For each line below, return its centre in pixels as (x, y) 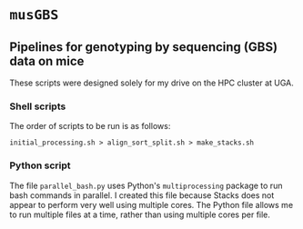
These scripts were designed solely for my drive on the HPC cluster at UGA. (151, 83)
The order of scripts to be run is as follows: (90, 126)
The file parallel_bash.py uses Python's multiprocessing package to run (146, 185)
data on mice (47, 61)
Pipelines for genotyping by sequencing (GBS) (144, 47)
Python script (40, 165)
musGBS (34, 15)
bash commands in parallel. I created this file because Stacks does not (142, 195)
